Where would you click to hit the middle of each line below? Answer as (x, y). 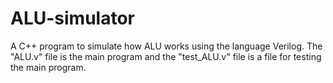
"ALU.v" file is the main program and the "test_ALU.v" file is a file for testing (166, 56)
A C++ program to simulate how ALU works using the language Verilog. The (166, 46)
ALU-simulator (72, 18)
